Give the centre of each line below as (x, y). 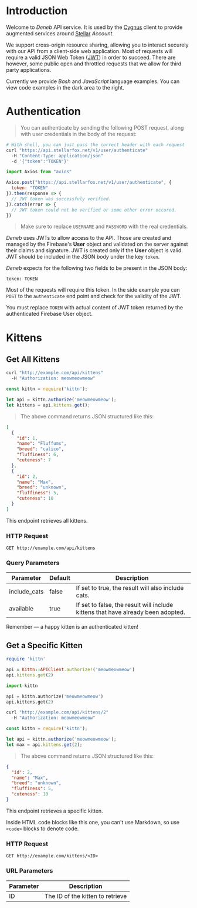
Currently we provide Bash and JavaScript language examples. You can (93, 81)
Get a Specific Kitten (45, 645)
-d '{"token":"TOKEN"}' (40, 161)
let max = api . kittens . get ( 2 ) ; (44, 744)
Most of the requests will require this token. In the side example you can (93, 290)
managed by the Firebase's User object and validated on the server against (97, 244)
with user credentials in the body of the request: (78, 134)
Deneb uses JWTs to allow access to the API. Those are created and (89, 238)
